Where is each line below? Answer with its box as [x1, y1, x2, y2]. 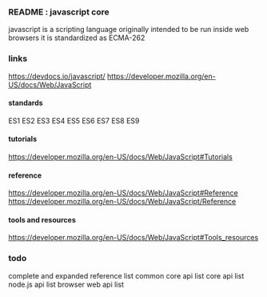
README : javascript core [8, 6, 110, 18]
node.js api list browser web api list [8, 279, 124, 289]
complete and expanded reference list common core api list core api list [8, 271, 245, 280]
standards [8, 98, 43, 108]
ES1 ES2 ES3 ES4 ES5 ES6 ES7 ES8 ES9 [8, 115, 140, 126]
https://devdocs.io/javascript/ [8, 71, 106, 81]
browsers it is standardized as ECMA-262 [8, 33, 145, 42]
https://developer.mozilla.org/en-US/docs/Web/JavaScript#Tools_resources [8, 233, 259, 243]
